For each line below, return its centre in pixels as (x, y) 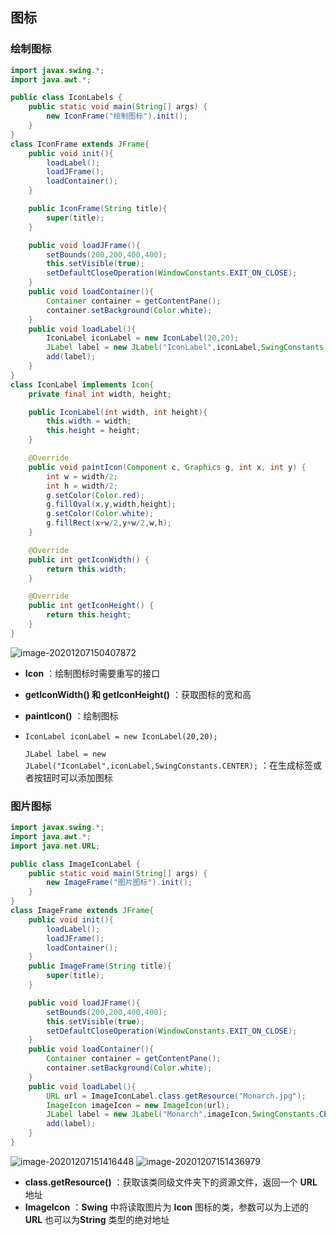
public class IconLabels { (66, 98)
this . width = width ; (89, 421)
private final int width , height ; (100, 394)
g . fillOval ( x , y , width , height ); (111, 504)
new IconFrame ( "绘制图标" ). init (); (117, 116)
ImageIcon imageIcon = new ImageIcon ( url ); (138, 1105)
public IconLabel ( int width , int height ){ (118, 412)
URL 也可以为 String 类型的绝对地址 (97, 1219)
